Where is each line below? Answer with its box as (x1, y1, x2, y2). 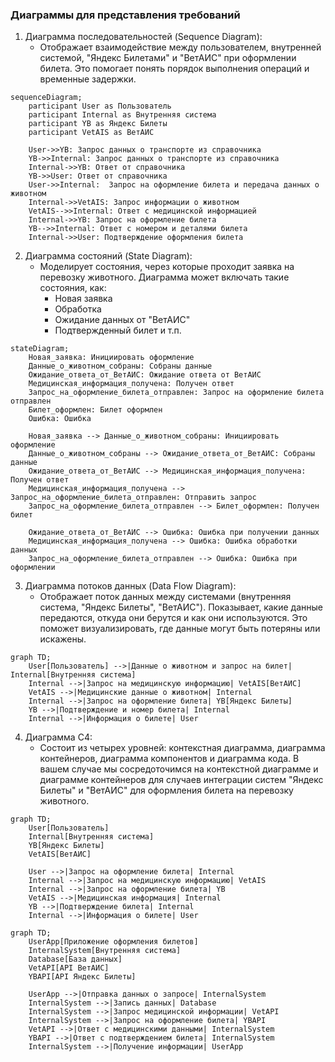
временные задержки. (39, 73, 137, 85)
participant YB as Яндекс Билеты (28, 119, 168, 129)
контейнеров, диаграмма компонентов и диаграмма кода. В (39, 753, 300, 765)
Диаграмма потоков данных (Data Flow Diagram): (24, 580, 237, 592)
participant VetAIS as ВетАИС (28, 128, 155, 138)
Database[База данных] (28, 954, 123, 965)
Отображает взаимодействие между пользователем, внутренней (39, 41, 322, 53)
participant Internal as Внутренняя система (28, 110, 217, 120)
